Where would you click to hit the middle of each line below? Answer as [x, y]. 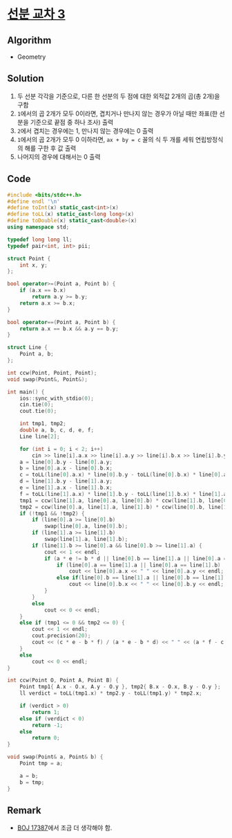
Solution [26, 79]
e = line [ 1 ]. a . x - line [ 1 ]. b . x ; [66, 488]
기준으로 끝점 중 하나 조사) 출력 [72, 122]
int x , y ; [34, 265]
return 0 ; [46, 738]
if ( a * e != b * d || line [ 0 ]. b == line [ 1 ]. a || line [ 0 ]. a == [137, 558]
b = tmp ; [32, 782]
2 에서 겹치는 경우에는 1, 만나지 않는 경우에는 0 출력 [85, 131]
